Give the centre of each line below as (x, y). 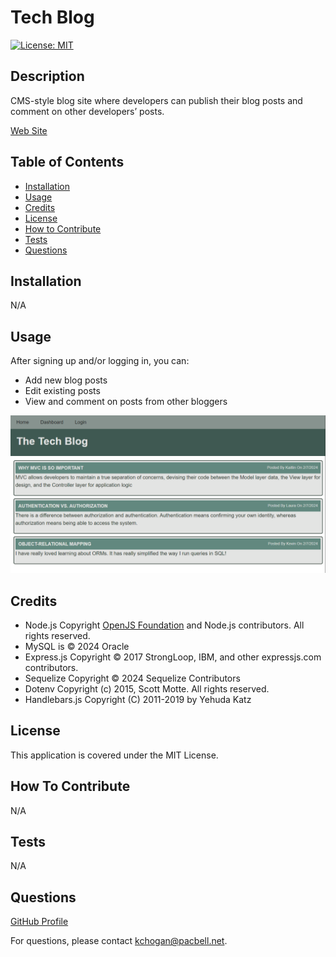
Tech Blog (52, 17)
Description (47, 76)
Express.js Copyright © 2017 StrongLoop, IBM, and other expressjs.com (173, 657)
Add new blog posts (66, 380)
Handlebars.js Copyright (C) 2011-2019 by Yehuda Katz (138, 699)
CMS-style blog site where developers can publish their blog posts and (156, 100)
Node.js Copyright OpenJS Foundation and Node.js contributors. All (164, 625)
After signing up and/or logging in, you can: (100, 361)
